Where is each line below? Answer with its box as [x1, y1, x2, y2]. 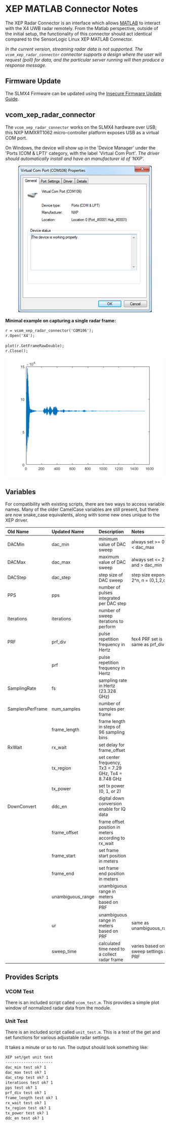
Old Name [7, 528, 29, 534]
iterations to [98, 618, 124, 624]
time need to [98, 946, 125, 952]
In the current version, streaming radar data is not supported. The [5, 46, 143, 52]
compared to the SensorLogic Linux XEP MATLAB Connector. [5, 36, 133, 42]
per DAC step [98, 600, 126, 606]
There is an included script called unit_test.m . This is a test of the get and [5, 1029, 160, 1035]
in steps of [98, 724, 121, 730]
